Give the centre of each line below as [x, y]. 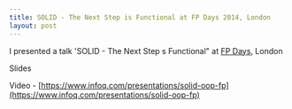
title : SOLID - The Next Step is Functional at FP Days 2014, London [140, 17]
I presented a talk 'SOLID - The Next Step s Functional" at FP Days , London [146, 51]
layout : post [33, 26]
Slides [20, 68]
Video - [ [25, 85]
